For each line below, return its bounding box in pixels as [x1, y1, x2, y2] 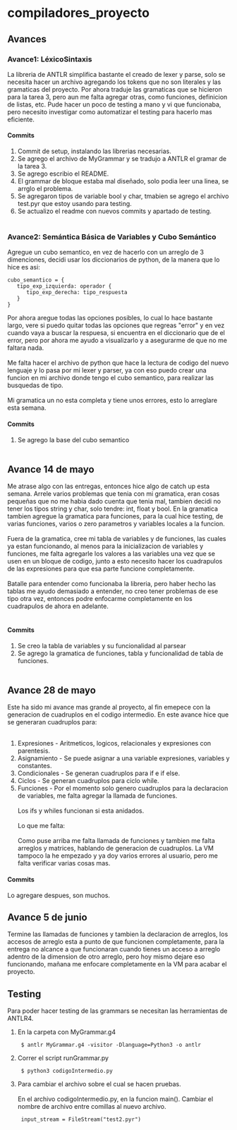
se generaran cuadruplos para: [7, 718, 97, 727]
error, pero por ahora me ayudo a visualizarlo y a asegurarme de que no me [7, 336, 228, 345]
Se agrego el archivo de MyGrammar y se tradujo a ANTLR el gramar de [17, 154, 227, 163]
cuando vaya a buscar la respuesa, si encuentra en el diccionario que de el [7, 329, 226, 337]
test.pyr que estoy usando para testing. [17, 200, 132, 208]
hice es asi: [7, 263, 40, 272]
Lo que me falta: [17, 822, 66, 830]
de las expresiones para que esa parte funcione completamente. [7, 564, 195, 573]
